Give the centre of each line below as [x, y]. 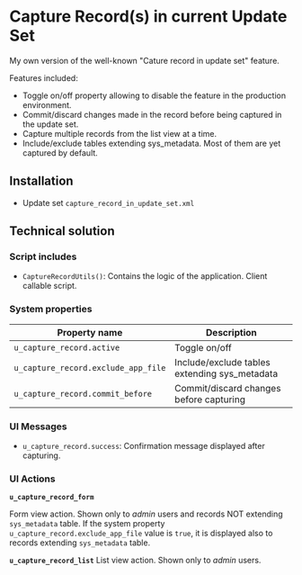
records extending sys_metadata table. [80, 543]
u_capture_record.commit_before [83, 394]
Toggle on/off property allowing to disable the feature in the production [154, 95]
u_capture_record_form [52, 498]
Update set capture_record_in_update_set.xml [108, 202]
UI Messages [38, 427]
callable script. [49, 286]
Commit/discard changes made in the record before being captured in [152, 114]
